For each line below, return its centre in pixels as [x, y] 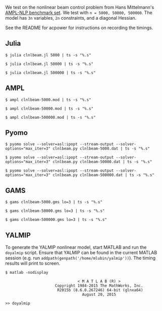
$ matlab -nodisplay [27, 273]
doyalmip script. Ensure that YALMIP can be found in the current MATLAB [81, 253]
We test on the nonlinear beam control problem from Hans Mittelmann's [80, 7]
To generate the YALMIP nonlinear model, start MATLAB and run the [76, 247]
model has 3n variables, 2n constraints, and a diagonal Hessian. [71, 18]
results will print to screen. [33, 263]
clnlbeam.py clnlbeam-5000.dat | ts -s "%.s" [101, 149]
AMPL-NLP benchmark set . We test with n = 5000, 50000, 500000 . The [79, 13]
